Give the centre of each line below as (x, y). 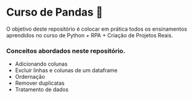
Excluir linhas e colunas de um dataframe (66, 70)
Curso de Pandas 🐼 (55, 12)
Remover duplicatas (40, 83)
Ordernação (30, 77)
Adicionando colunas (41, 64)
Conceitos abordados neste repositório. (66, 51)
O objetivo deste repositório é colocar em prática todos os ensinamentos (97, 29)
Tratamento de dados (42, 90)
